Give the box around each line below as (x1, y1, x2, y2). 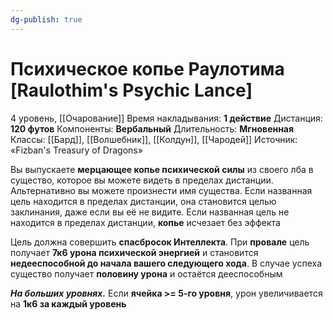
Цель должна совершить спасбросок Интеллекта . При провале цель (10, 236, 310, 248)
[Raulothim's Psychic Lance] (10, 79, 253, 101)
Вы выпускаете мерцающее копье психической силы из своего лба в (10, 163, 314, 175)
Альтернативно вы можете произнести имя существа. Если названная (10, 184, 313, 196)
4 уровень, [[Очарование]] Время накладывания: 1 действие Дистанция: (10, 112, 323, 124)
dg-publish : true (10, 14, 83, 25)
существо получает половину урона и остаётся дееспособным (10, 267, 283, 280)
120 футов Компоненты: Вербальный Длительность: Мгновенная (10, 122, 295, 135)
